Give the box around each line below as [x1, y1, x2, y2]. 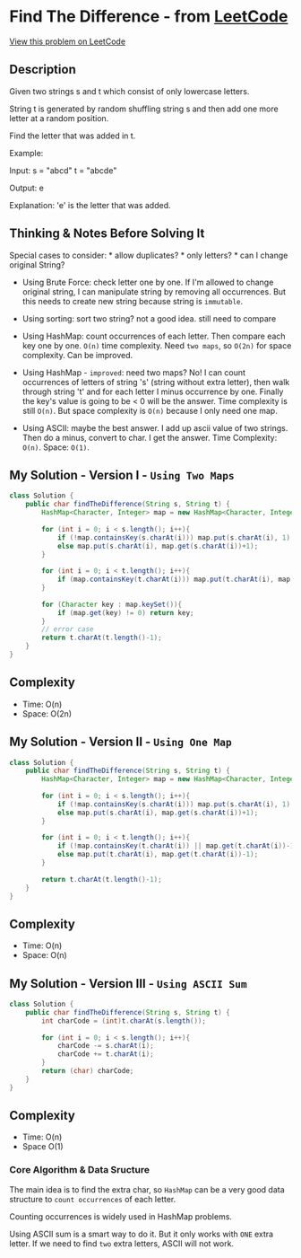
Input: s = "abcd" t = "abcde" [9, 164, 117, 176]
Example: [9, 147, 44, 158]
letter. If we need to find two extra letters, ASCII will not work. [9, 1237, 235, 1249]
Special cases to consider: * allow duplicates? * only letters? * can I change [9, 250, 288, 260]
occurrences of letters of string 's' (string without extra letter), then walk [21, 376, 290, 387]
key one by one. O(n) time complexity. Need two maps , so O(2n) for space [21, 339, 292, 351]
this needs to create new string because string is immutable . [21, 295, 244, 306]
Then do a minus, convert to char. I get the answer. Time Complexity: [21, 432, 278, 443]
